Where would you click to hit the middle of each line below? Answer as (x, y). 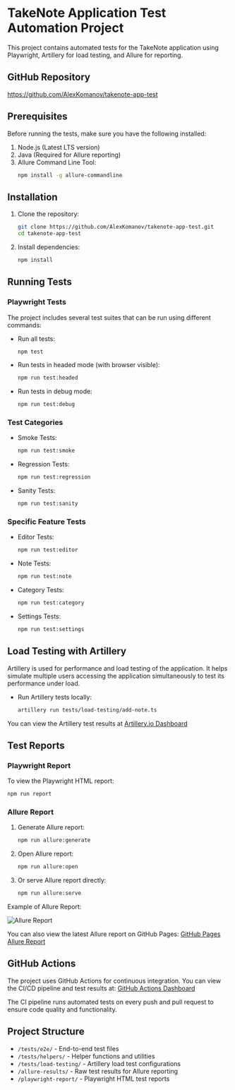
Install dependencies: (49, 247)
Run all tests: (36, 339)
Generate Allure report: (51, 827)
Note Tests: (34, 563)
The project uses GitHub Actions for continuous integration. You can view (114, 981)
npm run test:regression (54, 477)
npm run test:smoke (46, 451)
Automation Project (66, 28)
